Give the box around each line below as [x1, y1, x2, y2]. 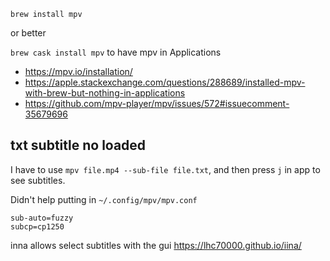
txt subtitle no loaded [10, 137, 147, 154]
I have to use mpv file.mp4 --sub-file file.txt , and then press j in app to [10, 163, 321, 175]
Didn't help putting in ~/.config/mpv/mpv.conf [10, 193, 198, 205]
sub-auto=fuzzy [10, 213, 74, 223]
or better [10, 27, 47, 39]
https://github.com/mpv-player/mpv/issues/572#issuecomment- [24, 98, 290, 109]
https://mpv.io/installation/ [24, 66, 133, 77]
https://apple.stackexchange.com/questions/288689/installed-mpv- [24, 76, 306, 88]
